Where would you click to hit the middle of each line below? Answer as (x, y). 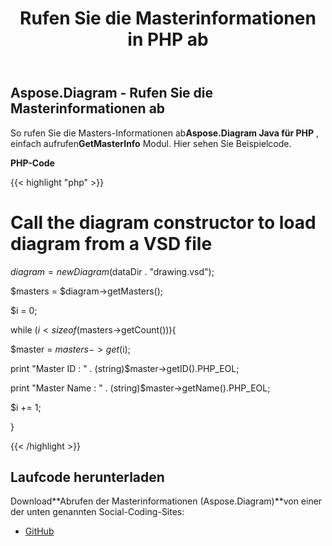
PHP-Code (32, 163)
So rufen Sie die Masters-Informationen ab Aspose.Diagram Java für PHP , (165, 133)
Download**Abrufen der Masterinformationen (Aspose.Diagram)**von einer (166, 501)
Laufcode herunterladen (87, 477)
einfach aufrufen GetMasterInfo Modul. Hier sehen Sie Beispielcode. (151, 143)
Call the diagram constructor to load (163, 222)
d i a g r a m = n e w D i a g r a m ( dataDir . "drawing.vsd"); (112, 271)
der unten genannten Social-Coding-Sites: (97, 512)
